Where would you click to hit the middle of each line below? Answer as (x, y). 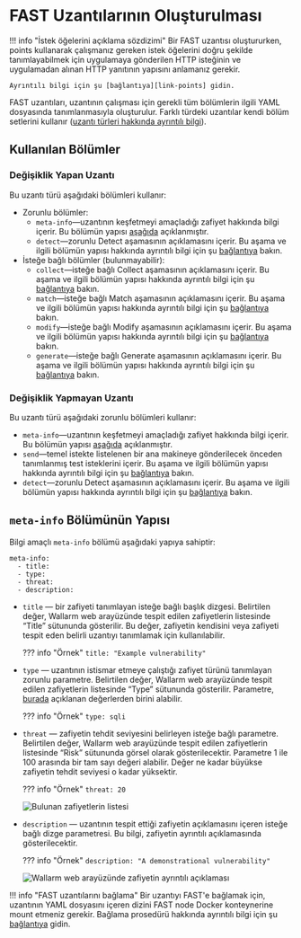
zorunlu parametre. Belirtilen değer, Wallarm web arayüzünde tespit (147, 679)
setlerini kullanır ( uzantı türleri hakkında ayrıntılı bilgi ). (108, 121)
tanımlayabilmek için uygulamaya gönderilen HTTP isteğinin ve (125, 59)
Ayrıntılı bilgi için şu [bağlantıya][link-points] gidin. (122, 85)
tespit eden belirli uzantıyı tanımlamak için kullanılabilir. (124, 635)
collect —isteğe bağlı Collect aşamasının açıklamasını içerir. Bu (152, 270)
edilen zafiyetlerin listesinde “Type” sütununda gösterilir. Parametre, (148, 689)
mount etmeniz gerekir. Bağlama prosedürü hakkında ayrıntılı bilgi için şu (144, 914)
